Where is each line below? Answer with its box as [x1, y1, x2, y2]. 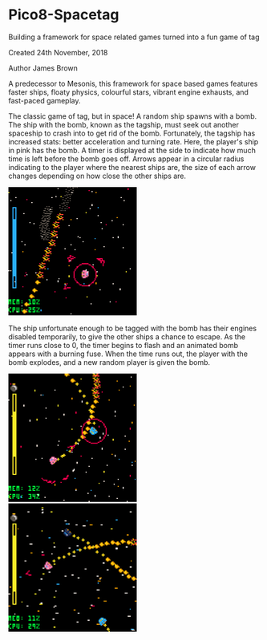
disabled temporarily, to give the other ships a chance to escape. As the [8, 331, 246, 342]
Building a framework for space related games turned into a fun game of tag [8, 32, 260, 42]
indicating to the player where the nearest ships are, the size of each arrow [8, 162, 257, 172]
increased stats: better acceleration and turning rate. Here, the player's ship [8, 136, 259, 146]
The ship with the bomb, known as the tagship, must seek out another [8, 119, 239, 129]
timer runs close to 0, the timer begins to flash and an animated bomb [8, 340, 239, 350]
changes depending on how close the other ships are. [8, 171, 187, 180]
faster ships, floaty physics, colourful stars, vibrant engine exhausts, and [8, 87, 249, 97]
